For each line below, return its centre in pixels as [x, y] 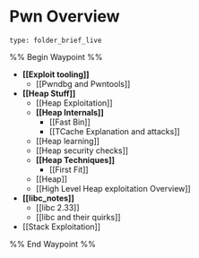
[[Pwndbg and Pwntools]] [83, 83]
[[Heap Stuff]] [49, 93]
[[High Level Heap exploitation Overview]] [113, 188]
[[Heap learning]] [68, 141]
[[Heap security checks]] [82, 150]
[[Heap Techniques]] [75, 159]
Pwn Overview [65, 17]
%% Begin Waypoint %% [56, 56]
